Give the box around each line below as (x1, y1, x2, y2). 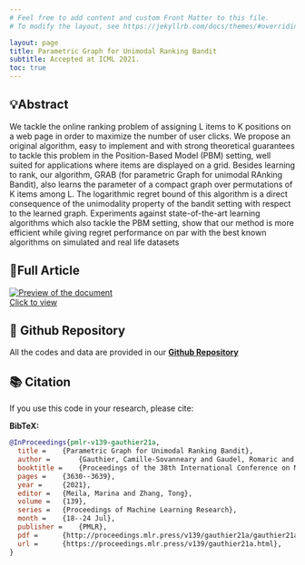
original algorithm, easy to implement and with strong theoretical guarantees (9, 140, 295, 151)
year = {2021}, (17, 480, 92, 490)
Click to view (9, 297, 58, 307)
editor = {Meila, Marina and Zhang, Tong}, (17, 489, 193, 498)
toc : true (9, 63, 47, 73)
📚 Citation (9, 374, 71, 390)
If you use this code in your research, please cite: (9, 403, 194, 414)
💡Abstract (9, 97, 69, 112)
